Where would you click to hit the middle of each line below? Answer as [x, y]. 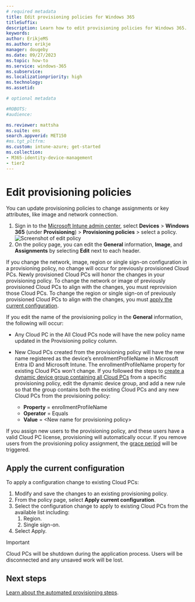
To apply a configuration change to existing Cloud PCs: [73, 482]
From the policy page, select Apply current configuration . [85, 500]
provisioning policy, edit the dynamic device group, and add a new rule [100, 383]
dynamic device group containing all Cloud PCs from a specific [90, 377]
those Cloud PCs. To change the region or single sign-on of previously [91, 293]
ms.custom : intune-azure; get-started [53, 147]
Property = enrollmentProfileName [65, 407]
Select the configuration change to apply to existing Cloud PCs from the [101, 506]
